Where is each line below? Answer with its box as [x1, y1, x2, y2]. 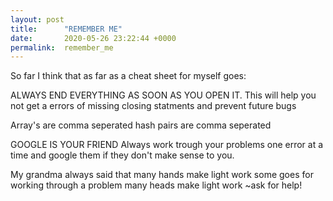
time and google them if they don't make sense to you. [10, 149, 235, 161]
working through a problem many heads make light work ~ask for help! [10, 179, 303, 191]
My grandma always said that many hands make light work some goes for [10, 169, 314, 181]
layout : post [10, 14, 65, 25]
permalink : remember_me [10, 42, 114, 53]
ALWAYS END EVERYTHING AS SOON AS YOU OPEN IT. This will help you [10, 89, 317, 101]
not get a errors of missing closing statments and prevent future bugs [10, 100, 297, 112]
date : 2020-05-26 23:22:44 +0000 [10, 33, 177, 43]
